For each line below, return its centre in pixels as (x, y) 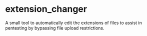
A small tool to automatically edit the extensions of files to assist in (74, 23)
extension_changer (46, 9)
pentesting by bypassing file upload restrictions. (55, 28)
